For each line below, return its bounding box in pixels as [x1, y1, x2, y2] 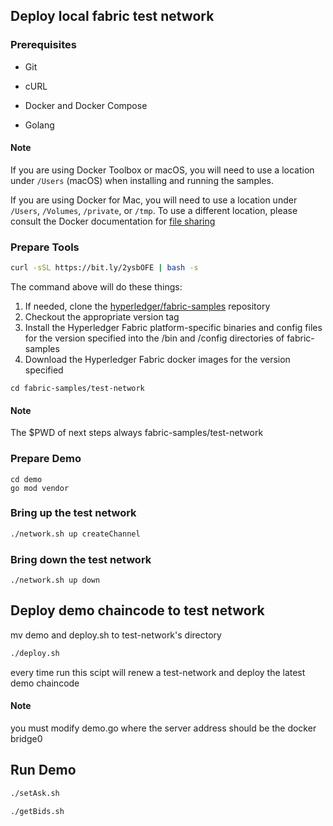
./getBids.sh [10, 806, 65, 816]
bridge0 [10, 732, 43, 744]
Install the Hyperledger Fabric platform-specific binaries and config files [24, 322, 323, 334]
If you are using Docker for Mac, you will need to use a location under [10, 194, 298, 206]
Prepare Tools [10, 240, 80, 254]
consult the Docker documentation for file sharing [10, 215, 216, 227]
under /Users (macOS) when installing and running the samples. [10, 174, 274, 186]
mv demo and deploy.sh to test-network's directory [10, 629, 222, 641]
